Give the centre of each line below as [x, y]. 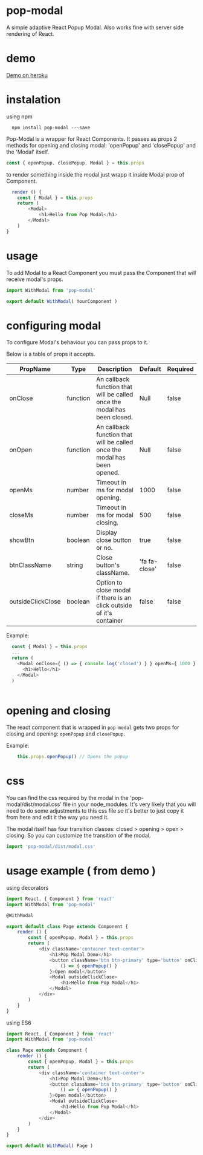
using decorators [27, 887]
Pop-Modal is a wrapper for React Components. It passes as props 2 [92, 139]
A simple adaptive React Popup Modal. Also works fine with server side [95, 27]
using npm [19, 117]
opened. [108, 473]
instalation [34, 100]
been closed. [114, 418]
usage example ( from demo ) [81, 871]
